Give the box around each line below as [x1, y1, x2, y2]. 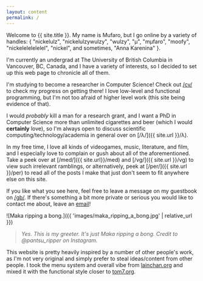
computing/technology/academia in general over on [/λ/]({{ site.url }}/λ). [6, 131, 188, 139]
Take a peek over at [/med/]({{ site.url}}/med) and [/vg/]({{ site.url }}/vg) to [6, 156, 194, 163]
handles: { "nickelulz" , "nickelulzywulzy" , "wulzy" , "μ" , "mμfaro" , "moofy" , [6, 38, 190, 45]
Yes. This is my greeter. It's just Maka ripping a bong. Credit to [21, 230, 178, 237]
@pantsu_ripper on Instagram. [21, 237, 98, 244]
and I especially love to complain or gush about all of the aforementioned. [6, 150, 190, 157]
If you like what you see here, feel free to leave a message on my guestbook [6, 187, 198, 195]
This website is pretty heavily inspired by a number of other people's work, [6, 248, 194, 255]
